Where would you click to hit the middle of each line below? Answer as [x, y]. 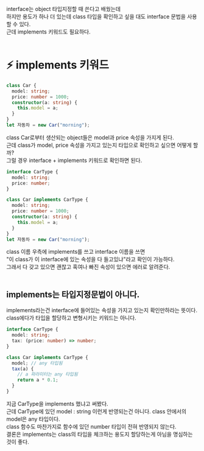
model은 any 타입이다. [33, 419]
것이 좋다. [18, 442]
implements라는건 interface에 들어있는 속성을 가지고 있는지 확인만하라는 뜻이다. [102, 310]
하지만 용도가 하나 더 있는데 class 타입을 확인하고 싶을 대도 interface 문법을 [96, 16]
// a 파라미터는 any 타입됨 [47, 374]
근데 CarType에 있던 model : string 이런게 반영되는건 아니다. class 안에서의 [97, 411]
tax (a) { [23, 369]
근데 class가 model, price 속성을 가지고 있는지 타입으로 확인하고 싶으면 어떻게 [99, 145]
